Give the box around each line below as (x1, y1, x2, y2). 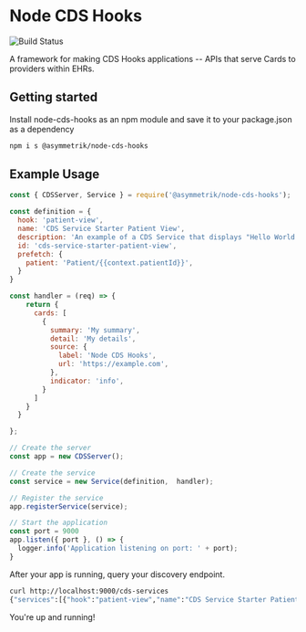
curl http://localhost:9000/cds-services (9, 586, 169, 595)
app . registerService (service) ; (9, 501, 128, 511)
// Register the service (9, 493, 104, 502)
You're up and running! (9, 611, 96, 622)
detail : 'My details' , (49, 334, 137, 343)
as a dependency (9, 123, 75, 134)
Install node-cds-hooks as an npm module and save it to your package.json (9, 113, 293, 124)
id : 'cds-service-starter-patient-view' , (17, 241, 178, 250)
